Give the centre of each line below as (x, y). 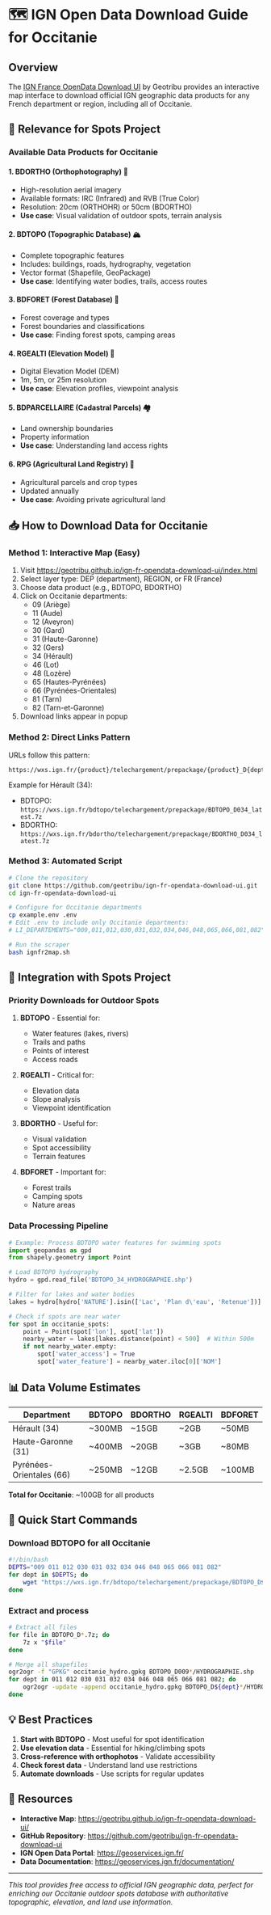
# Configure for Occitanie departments (75, 908)
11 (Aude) (47, 614)
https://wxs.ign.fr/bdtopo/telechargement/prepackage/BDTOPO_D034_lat (141, 810)
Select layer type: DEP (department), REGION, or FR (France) (121, 579)
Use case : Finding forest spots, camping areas (98, 335)
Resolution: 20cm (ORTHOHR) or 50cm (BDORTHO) (106, 207)
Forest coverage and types (65, 317)
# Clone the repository (48, 878)
